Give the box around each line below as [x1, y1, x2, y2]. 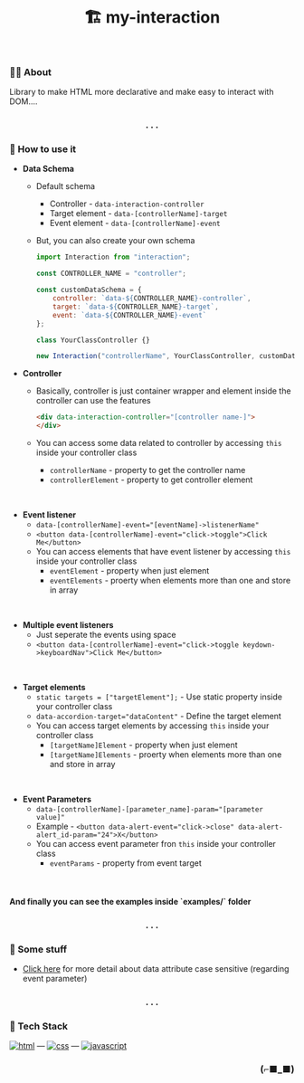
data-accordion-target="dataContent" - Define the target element [35, 711, 282, 722]
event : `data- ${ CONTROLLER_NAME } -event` [52, 310, 207, 319]
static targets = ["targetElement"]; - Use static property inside [35, 691, 283, 702]
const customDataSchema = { [35, 286, 142, 295]
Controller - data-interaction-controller [49, 198, 205, 209]
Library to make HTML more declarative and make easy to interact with [9, 87, 274, 98]
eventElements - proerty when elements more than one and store [49, 575, 291, 586]
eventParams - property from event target [49, 858, 202, 869]
